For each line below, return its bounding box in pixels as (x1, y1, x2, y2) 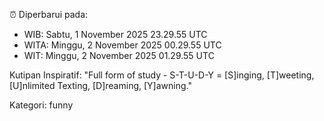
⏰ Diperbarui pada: (9, 9, 89, 20)
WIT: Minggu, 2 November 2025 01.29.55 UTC (23, 50, 215, 61)
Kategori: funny (9, 99, 74, 111)
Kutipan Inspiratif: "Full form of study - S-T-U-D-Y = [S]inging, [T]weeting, (9, 69, 315, 81)
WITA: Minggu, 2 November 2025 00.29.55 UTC (23, 39, 222, 51)
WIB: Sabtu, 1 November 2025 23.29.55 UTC (23, 29, 208, 40)
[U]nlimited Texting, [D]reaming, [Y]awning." (9, 80, 192, 91)
